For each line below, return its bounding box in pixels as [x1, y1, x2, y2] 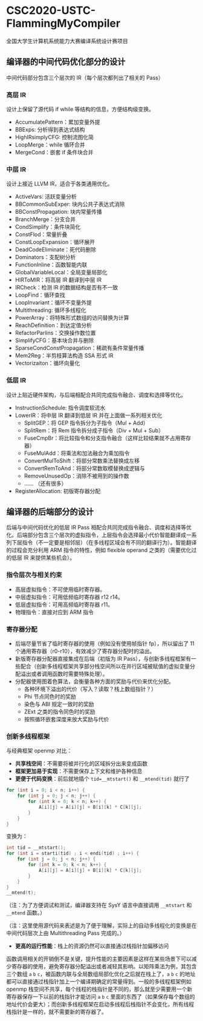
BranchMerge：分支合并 [14, 216, 76, 223]
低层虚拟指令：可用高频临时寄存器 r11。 [14, 601, 114, 608]
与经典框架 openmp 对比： [6, 747, 72, 755]
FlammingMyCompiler [6, 16, 121, 30]
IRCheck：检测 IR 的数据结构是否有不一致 [14, 284, 118, 291]
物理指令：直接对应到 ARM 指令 [14, 608, 94, 615]
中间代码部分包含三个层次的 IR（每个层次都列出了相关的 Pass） [6, 74, 164, 81]
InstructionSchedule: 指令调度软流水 [14, 404, 106, 411]
